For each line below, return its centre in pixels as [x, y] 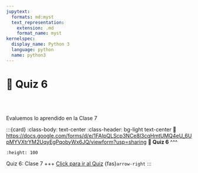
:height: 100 [22, 152]
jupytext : [18, 11]
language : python [33, 50]
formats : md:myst [33, 17]
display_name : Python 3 [40, 45]
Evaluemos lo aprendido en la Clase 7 [52, 118]
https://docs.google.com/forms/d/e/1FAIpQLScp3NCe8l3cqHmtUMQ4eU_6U [99, 135]
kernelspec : [21, 39]
